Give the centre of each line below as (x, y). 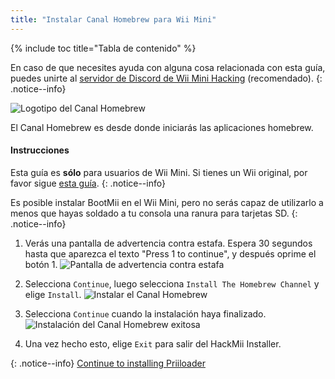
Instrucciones (40, 150)
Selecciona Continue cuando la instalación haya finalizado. (145, 313)
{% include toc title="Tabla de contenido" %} (103, 48)
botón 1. (41, 264)
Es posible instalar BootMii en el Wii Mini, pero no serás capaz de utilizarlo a (167, 202)
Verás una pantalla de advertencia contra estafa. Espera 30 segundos (168, 243)
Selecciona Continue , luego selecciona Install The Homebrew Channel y (172, 283)
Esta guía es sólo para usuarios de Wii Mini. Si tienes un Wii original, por (159, 172)
